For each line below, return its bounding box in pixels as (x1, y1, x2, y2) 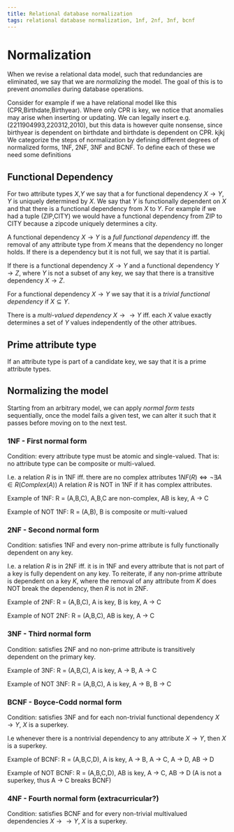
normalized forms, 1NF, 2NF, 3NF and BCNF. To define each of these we (7, 143, 215, 151)
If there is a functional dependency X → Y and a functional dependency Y (7, 261, 219, 270)
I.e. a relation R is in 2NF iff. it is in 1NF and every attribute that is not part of (7, 562, 225, 571)
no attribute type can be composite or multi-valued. (7, 460, 156, 468)
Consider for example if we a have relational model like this (7, 99, 177, 107)
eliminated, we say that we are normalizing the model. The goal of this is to (7, 78, 224, 86)
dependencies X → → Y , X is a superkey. (7, 817, 128, 826)
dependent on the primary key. (7, 653, 96, 661)
